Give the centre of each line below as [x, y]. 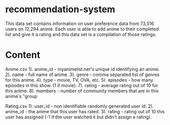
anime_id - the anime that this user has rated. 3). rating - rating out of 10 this [85, 111]
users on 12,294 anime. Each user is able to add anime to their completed [82, 29]
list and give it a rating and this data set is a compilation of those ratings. [81, 34]
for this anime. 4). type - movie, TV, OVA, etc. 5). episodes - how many [79, 80]
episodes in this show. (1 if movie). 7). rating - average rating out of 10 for [82, 85]
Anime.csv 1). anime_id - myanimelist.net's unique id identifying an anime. [82, 69]
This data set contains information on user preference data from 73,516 [80, 23]
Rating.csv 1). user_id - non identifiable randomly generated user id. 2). [79, 106]
